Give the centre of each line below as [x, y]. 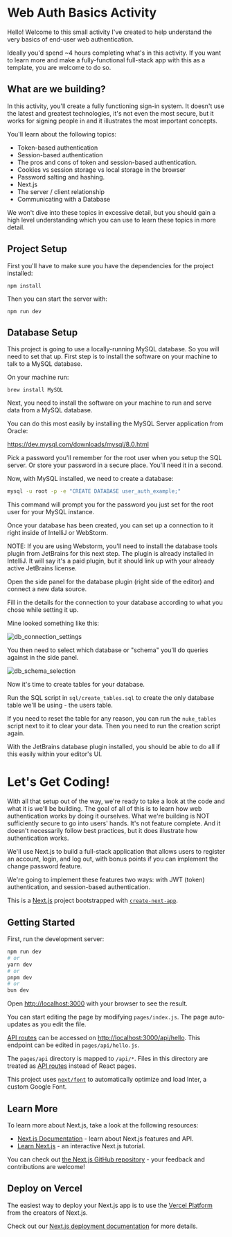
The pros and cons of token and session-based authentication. [107, 162]
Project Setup [37, 249]
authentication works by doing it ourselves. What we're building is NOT [108, 816]
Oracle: [18, 431]
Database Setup [43, 332]
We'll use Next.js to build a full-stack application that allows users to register [116, 852]
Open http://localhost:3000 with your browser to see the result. [98, 1003]
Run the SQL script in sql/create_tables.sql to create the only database [111, 698]
